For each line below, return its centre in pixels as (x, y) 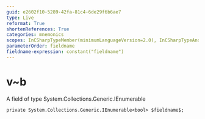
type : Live (20, 18)
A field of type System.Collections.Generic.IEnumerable (76, 99)
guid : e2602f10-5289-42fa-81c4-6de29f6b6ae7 (64, 12)
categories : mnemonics (35, 35)
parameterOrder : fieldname (41, 46)
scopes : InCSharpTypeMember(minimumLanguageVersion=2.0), (81, 40)
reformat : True (26, 23)
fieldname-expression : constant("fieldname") (65, 52)
